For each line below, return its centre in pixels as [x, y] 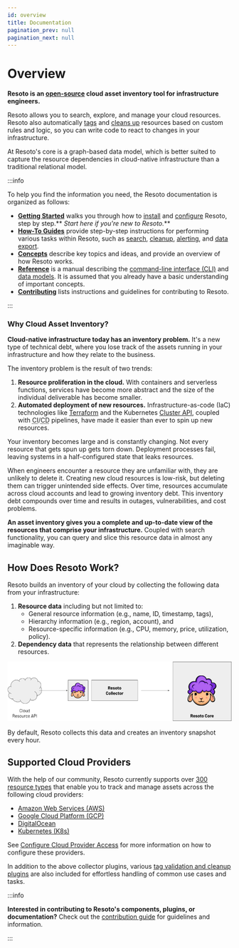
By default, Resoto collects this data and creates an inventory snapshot [112, 732]
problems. [22, 509]
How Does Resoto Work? [63, 568]
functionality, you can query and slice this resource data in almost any [110, 538]
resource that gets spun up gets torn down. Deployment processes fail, [112, 449]
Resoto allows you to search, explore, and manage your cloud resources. [114, 115]
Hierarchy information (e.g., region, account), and [101, 622]
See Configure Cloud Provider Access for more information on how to [109, 845]
